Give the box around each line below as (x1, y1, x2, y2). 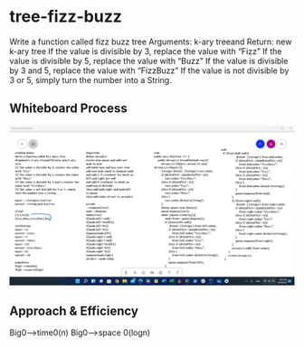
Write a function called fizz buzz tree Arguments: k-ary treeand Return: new (9, 36, 292, 47)
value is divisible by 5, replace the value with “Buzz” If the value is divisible (9, 55, 289, 66)
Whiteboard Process (9, 101, 128, 117)
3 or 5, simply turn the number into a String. (9, 74, 172, 85)
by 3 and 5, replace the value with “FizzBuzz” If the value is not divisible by (9, 65, 290, 76)
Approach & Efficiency (9, 303, 138, 318)
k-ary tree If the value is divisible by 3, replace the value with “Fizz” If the (9, 45, 282, 56)
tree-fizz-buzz (9, 6, 122, 27)
